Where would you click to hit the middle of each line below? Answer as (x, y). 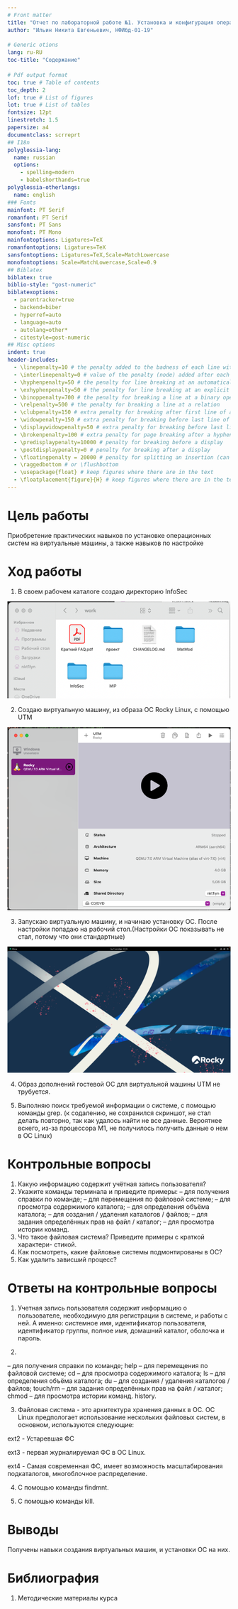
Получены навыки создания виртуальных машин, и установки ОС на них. (119, 1549)
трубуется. (34, 1092)
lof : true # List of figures (50, 97)
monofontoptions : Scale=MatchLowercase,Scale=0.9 (82, 262)
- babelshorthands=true (55, 180)
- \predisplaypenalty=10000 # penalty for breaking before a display (118, 442)
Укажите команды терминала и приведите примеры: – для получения (123, 1191)
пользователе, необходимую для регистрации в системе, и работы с (123, 1315)
